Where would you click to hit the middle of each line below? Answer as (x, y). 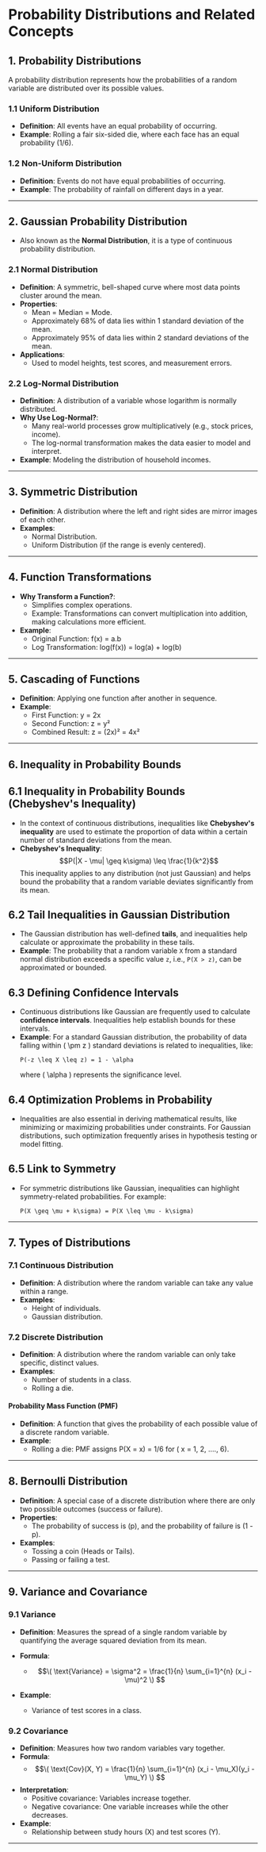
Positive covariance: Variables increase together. (111, 1798)
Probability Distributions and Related (132, 15)
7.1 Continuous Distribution (61, 1266)
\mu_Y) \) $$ (144, 1777)
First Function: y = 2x (66, 715)
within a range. (44, 1291)
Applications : (42, 354)
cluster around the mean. (61, 295)
